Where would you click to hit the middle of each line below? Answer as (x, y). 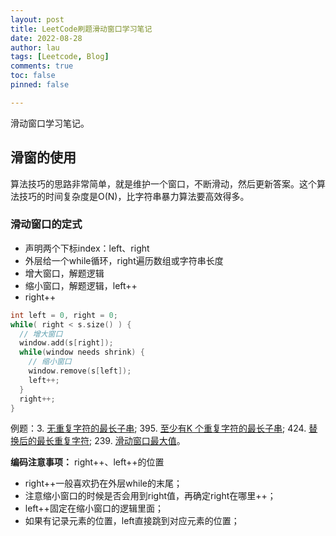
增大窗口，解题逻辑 (64, 273)
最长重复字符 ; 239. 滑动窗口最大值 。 (111, 441)
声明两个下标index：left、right (87, 248)
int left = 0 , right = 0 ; (64, 315)
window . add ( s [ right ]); (66, 343)
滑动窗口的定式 (46, 224)
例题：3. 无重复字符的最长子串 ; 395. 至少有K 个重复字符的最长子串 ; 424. (158, 428)
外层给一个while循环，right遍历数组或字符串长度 (124, 260)
